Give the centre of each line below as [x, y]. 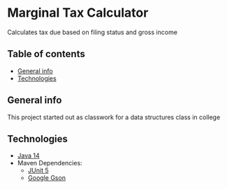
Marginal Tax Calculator [78, 13]
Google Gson [47, 178]
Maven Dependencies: [50, 163]
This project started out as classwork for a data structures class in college [114, 117]
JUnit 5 [38, 171]
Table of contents [46, 54]
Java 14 [28, 156]
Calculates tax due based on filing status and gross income [93, 32]
